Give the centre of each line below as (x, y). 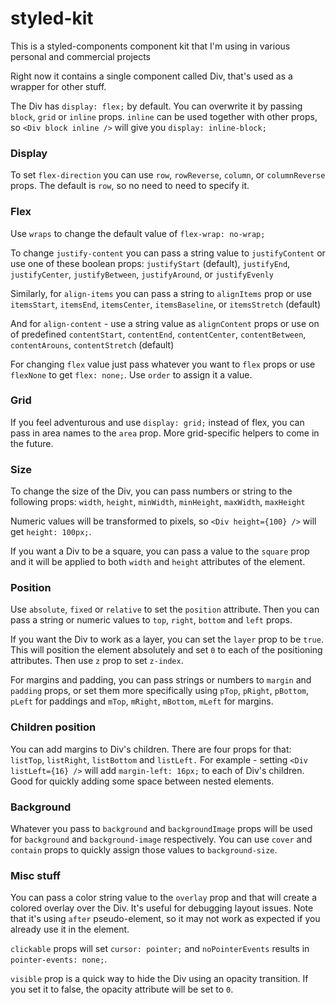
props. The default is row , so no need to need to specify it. (130, 186)
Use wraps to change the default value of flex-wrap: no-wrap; (138, 233)
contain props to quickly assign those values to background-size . (144, 850)
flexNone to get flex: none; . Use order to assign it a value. (131, 374)
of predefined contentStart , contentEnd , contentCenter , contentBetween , (158, 334)
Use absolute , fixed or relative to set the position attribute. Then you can (165, 609)
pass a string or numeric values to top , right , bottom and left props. (151, 620)
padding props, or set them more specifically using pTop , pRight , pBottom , (160, 691)
